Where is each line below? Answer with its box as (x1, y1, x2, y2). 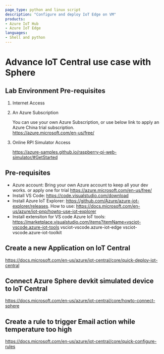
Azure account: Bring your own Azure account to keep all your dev (12, 182, 149, 188)
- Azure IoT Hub (5, 21, 39, 26)
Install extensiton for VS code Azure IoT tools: (12, 213, 106, 219)
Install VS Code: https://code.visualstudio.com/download (12, 192, 129, 198)
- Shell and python (5, 35, 46, 40)
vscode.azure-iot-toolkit (12, 229, 62, 235)
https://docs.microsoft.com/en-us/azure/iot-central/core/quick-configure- (5, 339, 157, 345)
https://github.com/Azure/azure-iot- (66, 197, 140, 204)
